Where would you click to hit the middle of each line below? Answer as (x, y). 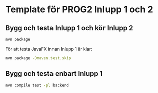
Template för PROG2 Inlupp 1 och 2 (79, 9)
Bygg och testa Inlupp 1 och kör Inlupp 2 (69, 28)
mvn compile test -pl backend (37, 85)
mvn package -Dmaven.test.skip (38, 58)
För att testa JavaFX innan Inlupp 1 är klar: (49, 49)
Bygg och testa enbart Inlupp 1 (54, 74)
